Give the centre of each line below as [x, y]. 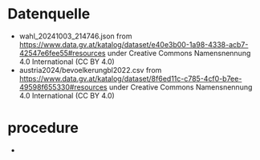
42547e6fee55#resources [62, 53]
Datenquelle [49, 14]
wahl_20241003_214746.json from [75, 36]
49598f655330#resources [63, 87]
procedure [43, 128]
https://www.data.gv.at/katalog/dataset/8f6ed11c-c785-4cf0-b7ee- [130, 78]
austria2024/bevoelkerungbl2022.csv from [90, 70]
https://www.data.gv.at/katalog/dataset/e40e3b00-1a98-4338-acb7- [134, 44]
